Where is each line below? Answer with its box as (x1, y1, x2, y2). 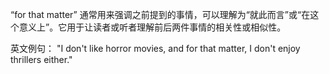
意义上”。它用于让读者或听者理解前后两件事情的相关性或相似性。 (18, 21, 287, 33)
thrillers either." (10, 54, 73, 65)
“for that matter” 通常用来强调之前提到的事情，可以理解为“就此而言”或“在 (10, 9, 311, 20)
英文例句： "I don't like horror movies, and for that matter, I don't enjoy (10, 43, 301, 54)
